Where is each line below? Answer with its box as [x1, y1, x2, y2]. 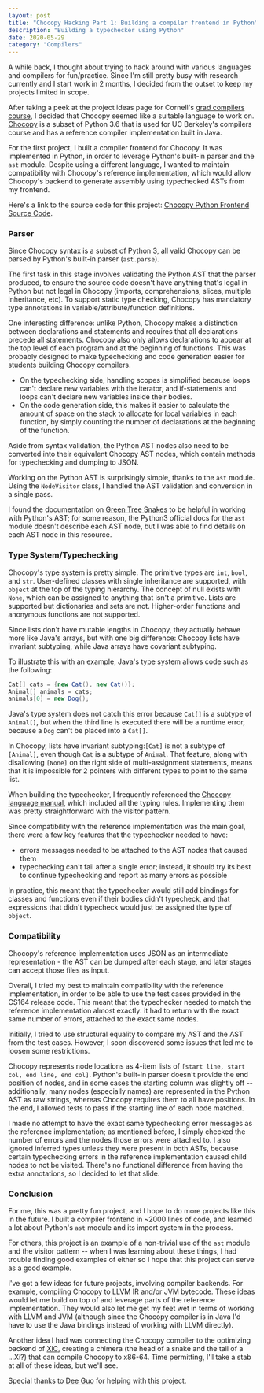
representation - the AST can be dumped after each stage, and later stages [8, 957, 252, 966]
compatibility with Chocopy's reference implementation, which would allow [8, 169, 251, 178]
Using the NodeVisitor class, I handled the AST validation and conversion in [8, 481, 253, 491]
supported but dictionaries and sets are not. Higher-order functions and [8, 601, 240, 610]
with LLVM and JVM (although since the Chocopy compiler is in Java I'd [8, 1312, 241, 1321]
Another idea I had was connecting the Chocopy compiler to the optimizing [8, 1336, 251, 1345]
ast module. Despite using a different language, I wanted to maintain [8, 160, 229, 169]
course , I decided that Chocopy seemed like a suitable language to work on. [8, 111, 255, 120]
